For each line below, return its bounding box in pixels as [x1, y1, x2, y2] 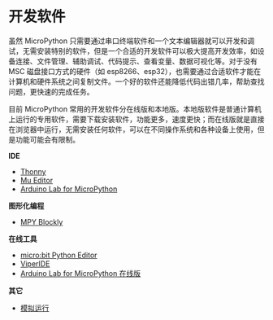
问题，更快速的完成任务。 [8, 86, 94, 96]
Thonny [19, 166, 46, 176]
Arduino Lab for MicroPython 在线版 [19, 268, 141, 278]
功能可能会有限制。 [15, 134, 80, 144]
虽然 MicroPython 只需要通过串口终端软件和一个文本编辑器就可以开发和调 [8, 36, 254, 46]
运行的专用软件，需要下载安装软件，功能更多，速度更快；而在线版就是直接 [15, 114, 265, 124]
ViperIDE [19, 258, 50, 269]
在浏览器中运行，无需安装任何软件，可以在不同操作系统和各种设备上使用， [8, 124, 258, 134]
